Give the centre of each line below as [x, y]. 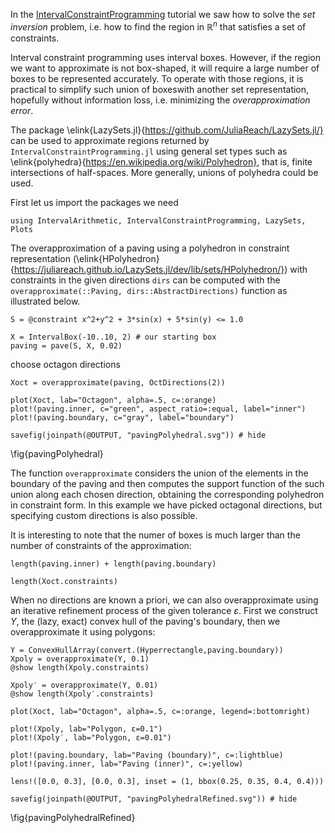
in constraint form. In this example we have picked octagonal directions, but [166, 505]
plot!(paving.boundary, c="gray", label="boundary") [122, 417]
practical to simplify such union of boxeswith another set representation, [160, 89]
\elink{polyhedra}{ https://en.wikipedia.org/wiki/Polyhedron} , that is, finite [161, 161]
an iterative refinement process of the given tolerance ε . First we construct [164, 610]
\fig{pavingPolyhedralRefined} [73, 817]
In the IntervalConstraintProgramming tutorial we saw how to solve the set [163, 14]
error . [22, 110]
